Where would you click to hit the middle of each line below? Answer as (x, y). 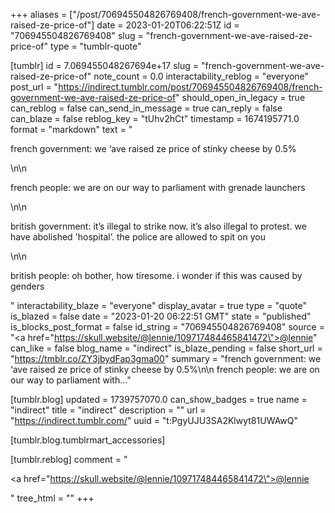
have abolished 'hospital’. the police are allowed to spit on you (138, 237)
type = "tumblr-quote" (96, 46)
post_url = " (34, 87)
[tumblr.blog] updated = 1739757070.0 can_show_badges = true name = (159, 399)
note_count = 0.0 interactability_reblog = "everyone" (201, 76)
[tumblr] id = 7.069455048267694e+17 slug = (104, 65)
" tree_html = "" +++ (52, 498)
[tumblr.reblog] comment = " (69, 459)
